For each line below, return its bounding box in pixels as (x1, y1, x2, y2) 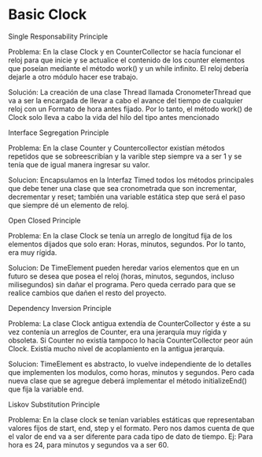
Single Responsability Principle (8, 32, 109, 41)
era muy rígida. (8, 247, 57, 257)
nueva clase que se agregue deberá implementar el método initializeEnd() (8, 376, 248, 385)
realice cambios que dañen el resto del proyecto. (8, 288, 167, 298)
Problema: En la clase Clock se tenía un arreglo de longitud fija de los (8, 230, 233, 240)
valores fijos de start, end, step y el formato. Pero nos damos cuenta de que (8, 423, 255, 433)
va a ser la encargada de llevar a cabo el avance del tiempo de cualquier (8, 96, 243, 105)
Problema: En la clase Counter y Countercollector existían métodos (8, 143, 226, 152)
